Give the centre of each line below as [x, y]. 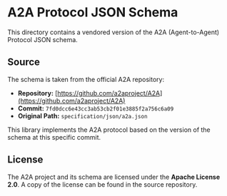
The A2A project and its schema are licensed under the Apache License [114, 177]
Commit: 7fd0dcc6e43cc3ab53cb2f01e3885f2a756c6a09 [96, 108]
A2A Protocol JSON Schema [93, 12]
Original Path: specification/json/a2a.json [82, 115]
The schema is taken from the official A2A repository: [86, 79]
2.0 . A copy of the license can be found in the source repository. [102, 184]
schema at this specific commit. [54, 137]
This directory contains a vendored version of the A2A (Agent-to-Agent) [113, 32]
